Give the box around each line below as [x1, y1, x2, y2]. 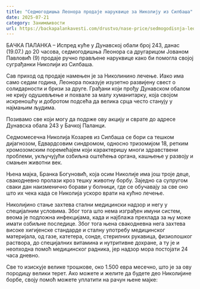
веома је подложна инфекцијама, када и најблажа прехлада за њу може [6, 214, 191, 221]
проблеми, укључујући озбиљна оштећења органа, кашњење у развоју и [6, 153, 193, 160]
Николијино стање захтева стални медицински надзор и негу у [6, 201, 168, 208]
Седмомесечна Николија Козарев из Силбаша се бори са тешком [6, 134, 174, 141]
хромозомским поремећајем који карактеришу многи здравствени [6, 146, 179, 153]
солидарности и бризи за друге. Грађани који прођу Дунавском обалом [6, 85, 190, 93]
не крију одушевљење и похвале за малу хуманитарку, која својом [6, 91, 179, 99]
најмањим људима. [6, 104, 56, 111]
